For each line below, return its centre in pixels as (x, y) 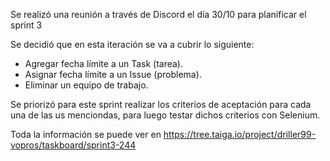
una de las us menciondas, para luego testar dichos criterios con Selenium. (165, 115)
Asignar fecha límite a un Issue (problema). (113, 74)
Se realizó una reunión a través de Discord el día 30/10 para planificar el (158, 14)
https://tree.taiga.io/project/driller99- (240, 134)
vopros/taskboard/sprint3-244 (73, 145)
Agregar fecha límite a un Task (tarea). (104, 63)
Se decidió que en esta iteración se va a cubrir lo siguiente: (132, 44)
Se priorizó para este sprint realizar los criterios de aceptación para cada (161, 104)
